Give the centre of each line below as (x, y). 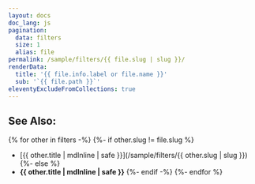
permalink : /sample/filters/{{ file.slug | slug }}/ (97, 60)
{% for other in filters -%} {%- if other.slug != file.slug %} (101, 140)
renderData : (28, 67)
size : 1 (28, 45)
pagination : (28, 30)
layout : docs (30, 15)
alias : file (35, 52)
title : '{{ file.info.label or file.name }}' (92, 74)
